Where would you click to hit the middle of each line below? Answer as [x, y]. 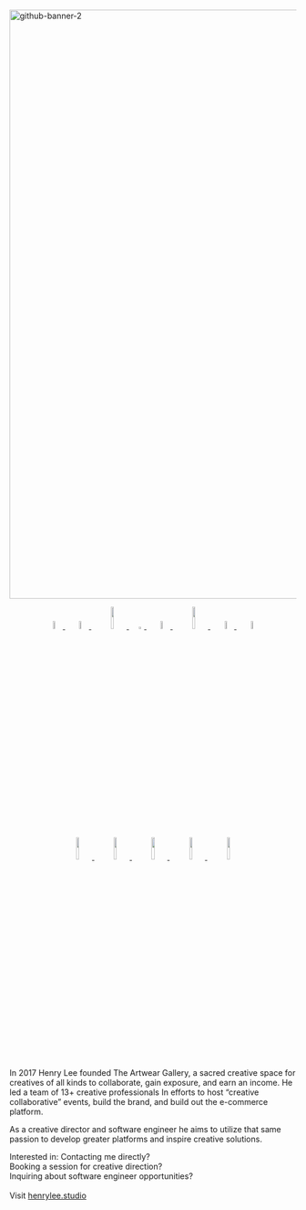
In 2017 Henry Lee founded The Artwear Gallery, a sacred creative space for [153, 1073]
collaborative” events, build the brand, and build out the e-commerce [139, 1102]
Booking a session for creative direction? [86, 1167]
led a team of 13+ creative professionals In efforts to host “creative [134, 1092]
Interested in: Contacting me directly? [80, 1157]
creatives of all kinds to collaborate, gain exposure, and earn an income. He [151, 1083]
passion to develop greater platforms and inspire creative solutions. [136, 1139]
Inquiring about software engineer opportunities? [102, 1176]
